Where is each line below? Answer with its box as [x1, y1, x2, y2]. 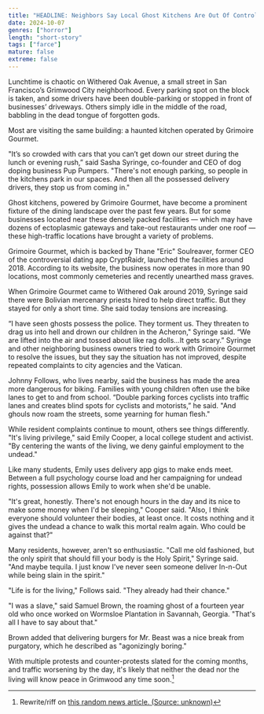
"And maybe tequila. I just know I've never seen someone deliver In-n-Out [8, 561, 247, 571]
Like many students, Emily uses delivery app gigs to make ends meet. [8, 465, 233, 474]
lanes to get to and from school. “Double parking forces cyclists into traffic [8, 392, 250, 402]
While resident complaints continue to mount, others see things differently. [8, 424, 250, 433]
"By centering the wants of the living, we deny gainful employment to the [8, 441, 244, 451]
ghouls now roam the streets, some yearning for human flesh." [8, 409, 211, 418]
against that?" [8, 530, 53, 539]
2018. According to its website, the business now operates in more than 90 [8, 263, 251, 272]
